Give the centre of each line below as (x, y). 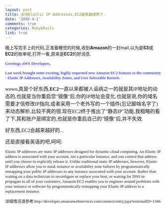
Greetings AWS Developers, (28, 63)
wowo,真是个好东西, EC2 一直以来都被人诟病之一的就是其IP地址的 (79, 89)
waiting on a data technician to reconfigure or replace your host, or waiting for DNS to (75, 176)
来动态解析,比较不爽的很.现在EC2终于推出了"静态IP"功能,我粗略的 (80, 111)
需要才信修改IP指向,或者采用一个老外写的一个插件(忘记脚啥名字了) (82, 104)
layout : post (19, 10)
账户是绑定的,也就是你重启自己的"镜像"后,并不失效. (85, 119)
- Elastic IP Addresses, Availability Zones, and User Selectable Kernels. (63, 78)
